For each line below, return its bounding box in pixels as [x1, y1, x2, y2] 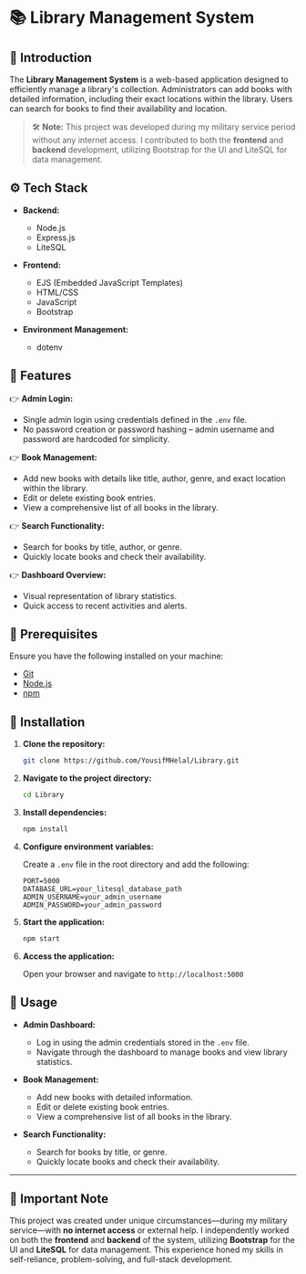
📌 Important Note [9, 1191, 109, 1206]
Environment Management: [22, 323, 129, 334]
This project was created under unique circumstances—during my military [9, 1216, 288, 1227]
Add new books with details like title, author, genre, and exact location [22, 472, 286, 484]
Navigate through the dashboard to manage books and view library [36, 1047, 289, 1058]
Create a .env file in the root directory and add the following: [22, 858, 250, 869]
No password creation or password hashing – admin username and [22, 424, 275, 435]
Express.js [36, 232, 76, 243]
